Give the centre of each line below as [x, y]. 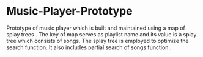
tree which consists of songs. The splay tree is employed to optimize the [98, 41]
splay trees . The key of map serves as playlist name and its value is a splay [102, 34]
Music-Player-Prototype [69, 11]
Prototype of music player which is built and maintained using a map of [96, 28]
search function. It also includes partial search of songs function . [89, 47]
